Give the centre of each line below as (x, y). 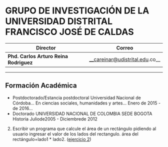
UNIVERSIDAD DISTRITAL (59, 21)
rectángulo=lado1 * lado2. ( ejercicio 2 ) (52, 139)
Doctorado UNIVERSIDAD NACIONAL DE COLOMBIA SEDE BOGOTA (82, 113)
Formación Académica (41, 86)
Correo (125, 47)
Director (46, 47)
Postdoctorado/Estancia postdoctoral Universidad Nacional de (76, 97)
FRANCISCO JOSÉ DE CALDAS (69, 32)
